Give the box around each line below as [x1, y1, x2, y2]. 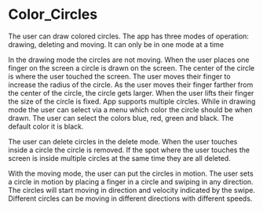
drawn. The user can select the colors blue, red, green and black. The [8, 113, 234, 122]
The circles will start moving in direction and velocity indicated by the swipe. [8, 185, 256, 195]
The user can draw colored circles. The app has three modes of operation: [8, 31, 250, 41]
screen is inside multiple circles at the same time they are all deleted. [8, 153, 232, 162]
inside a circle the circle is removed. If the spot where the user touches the [8, 145, 250, 155]
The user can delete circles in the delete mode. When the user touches [8, 136, 238, 146]
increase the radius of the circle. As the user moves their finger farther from [8, 80, 254, 89]
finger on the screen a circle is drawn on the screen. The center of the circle [8, 63, 255, 72]
